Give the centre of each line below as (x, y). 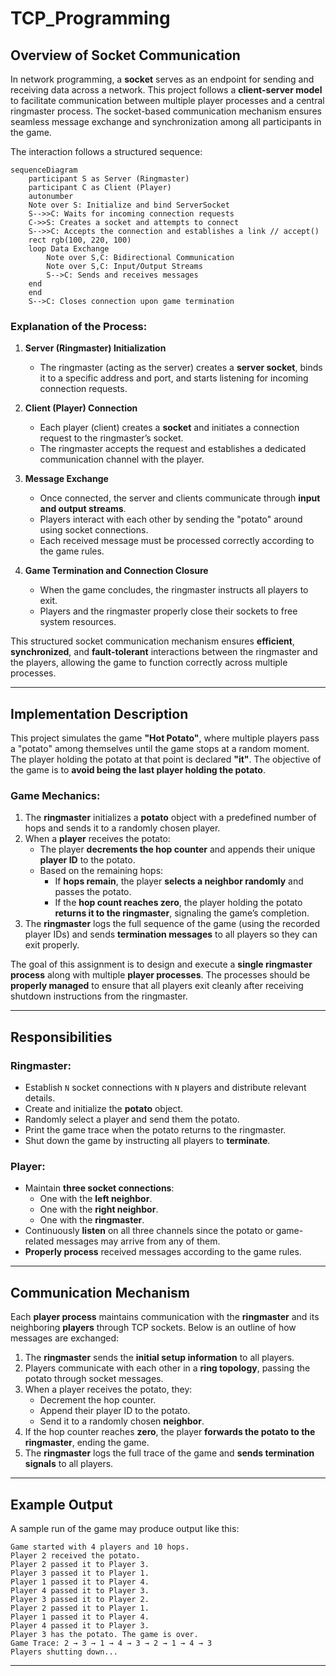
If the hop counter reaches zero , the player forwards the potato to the (170, 1432)
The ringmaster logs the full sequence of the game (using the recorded (172, 924)
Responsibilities (61, 1037)
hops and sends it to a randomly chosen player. (122, 828)
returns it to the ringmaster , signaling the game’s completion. (182, 913)
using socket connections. (94, 530)
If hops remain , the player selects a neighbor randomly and (179, 881)
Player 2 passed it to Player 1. (80, 1608)
